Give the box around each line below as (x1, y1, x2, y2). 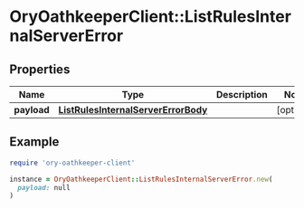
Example (9, 134, 60, 150)
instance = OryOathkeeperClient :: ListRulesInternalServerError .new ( (9, 175, 273, 184)
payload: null (17, 183, 71, 192)
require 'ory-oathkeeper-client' (9, 158, 136, 167)
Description (215, 89, 269, 100)
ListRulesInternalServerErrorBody (58, 104, 208, 116)
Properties (9, 61, 71, 77)
